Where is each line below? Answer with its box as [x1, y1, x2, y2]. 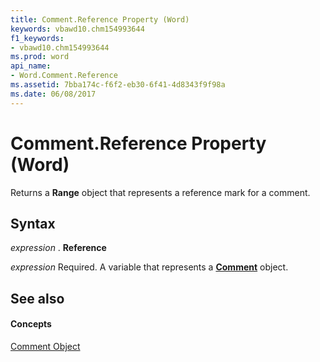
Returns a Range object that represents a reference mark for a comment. [10, 186, 311, 198]
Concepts [10, 318, 52, 330]
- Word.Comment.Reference [10, 71, 118, 81]
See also [10, 290, 65, 307]
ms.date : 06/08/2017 [10, 89, 97, 99]
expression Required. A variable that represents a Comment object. [10, 261, 289, 273]
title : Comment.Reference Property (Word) [10, 14, 190, 25]
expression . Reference [10, 242, 107, 254]
